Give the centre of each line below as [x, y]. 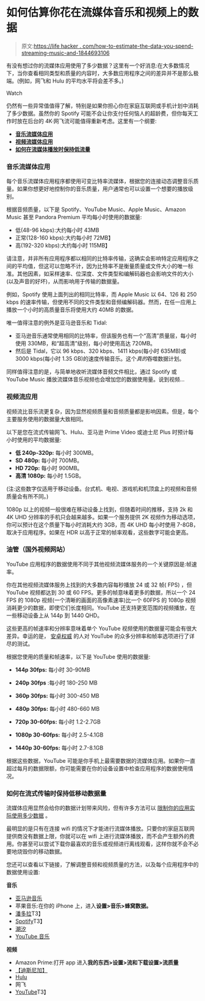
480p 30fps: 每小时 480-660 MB [57, 708]
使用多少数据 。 [31, 815]
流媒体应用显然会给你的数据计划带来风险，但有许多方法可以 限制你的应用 [98, 808]
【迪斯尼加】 [31, 970]
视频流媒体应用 [34, 141]
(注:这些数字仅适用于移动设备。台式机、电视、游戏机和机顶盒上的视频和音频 [102, 489]
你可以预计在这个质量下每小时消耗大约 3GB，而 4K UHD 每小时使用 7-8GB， [103, 525]
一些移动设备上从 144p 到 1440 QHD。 [54, 615]
